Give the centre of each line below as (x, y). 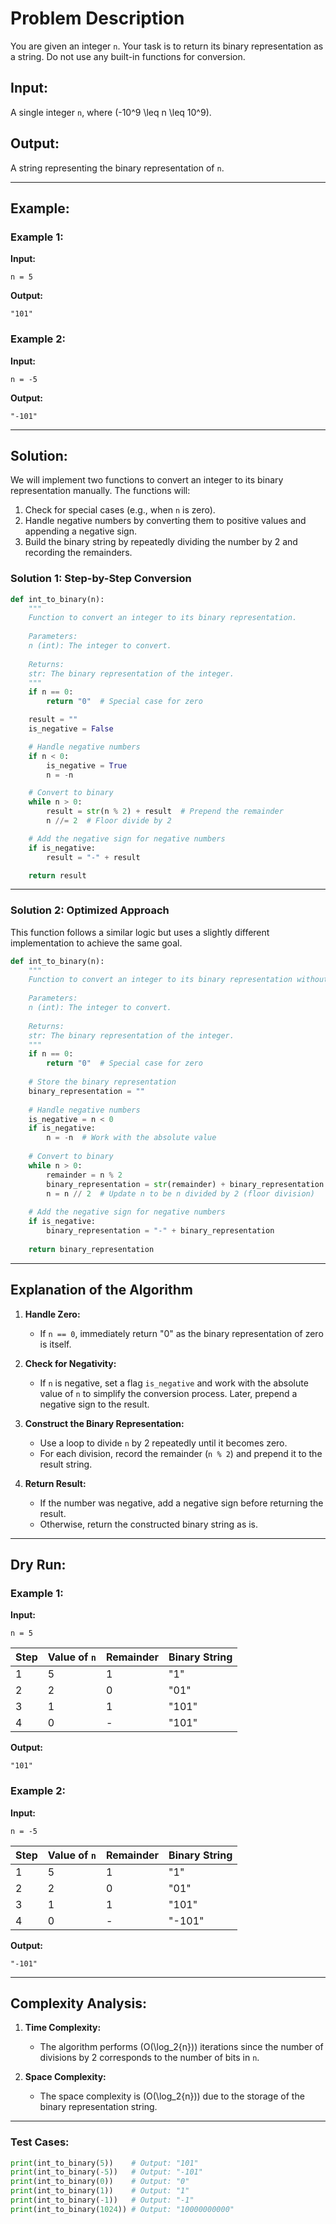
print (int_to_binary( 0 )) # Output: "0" (100, 2182)
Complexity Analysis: (78, 2003)
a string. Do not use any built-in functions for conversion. (128, 56)
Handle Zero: (52, 1314)
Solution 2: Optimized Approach (90, 910)
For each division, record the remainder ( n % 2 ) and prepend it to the (181, 1453)
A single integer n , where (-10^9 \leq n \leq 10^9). (111, 112)
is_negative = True (87, 765)
